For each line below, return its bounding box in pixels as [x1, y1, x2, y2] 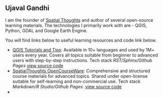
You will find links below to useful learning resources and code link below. [5, 37, 157, 43]
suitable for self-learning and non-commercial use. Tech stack [12, 78, 141, 84]
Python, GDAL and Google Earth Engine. [5, 27, 88, 34]
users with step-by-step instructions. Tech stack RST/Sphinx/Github [12, 57, 153, 63]
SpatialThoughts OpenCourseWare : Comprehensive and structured [12, 68, 151, 74]
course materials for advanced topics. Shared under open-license [12, 73, 148, 79]
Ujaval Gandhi [5, 4, 50, 12]
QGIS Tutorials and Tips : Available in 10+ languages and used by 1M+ [12, 47, 155, 52]
